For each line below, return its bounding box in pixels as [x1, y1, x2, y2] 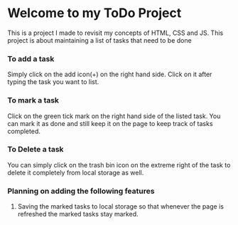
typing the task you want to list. [7, 78, 99, 86]
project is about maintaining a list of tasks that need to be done [7, 36, 192, 44]
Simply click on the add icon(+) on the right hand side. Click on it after [7, 70, 212, 79]
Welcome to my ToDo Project [7, 5, 182, 21]
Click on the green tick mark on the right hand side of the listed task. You [7, 112, 221, 120]
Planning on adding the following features [7, 186, 155, 196]
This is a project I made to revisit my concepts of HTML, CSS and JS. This [7, 28, 224, 37]
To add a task [7, 53, 55, 63]
